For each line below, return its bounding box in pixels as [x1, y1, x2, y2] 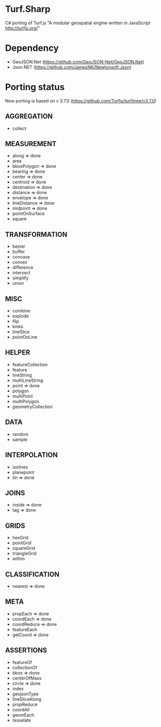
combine [12, 308, 31, 314]
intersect [12, 270, 31, 276]
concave [12, 254, 31, 260]
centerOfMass [12, 675, 42, 681]
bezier [12, 244, 26, 250]
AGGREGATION [5, 112, 53, 121]
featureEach [12, 626, 38, 632]
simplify [12, 275, 29, 281]
